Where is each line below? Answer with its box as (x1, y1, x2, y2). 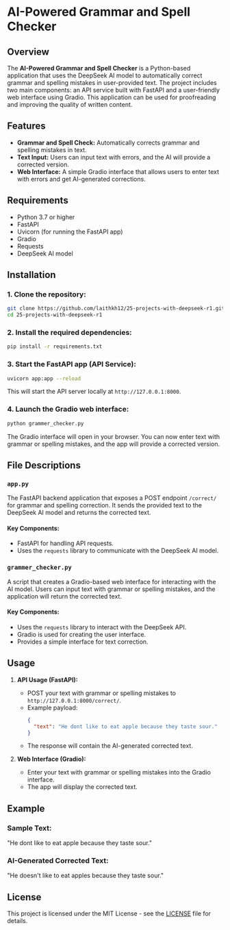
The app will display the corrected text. (27, 783, 138, 791)
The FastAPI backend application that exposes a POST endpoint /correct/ (7, 494, 217, 502)
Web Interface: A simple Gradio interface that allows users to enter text (16, 167, 219, 175)
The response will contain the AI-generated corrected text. (27, 742, 193, 750)
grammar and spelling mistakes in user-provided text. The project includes (7, 79, 217, 86)
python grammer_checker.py (7, 420, 84, 427)
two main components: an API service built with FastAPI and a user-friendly (7, 86, 220, 94)
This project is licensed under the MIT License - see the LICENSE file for (7, 909, 211, 918)
